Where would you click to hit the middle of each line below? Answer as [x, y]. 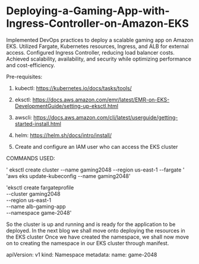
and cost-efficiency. [31, 65]
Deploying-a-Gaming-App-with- [88, 11]
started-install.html [38, 123]
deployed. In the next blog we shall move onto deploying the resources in [96, 230]
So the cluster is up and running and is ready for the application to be [91, 224]
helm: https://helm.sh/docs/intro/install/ [63, 135]
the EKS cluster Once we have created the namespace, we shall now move [97, 237]
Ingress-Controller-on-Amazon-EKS [97, 23]
